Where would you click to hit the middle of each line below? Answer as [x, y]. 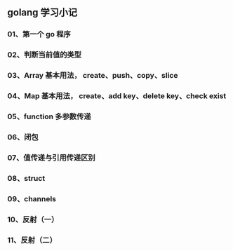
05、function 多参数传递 [49, 116]
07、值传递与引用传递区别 [52, 158]
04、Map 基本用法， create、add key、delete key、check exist [117, 96]
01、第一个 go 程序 [39, 34]
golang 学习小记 [42, 13]
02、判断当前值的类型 [45, 55]
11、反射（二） [32, 240]
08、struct [26, 178]
